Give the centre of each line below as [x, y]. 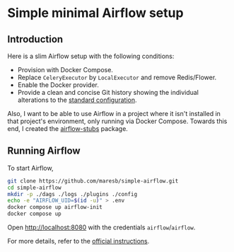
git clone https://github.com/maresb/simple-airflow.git [93, 181]
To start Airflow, [30, 168]
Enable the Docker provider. [58, 85]
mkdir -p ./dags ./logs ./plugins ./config [72, 194]
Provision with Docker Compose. [65, 70]
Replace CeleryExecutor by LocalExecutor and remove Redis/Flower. [117, 77]
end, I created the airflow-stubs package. [68, 128]
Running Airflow [44, 151]
